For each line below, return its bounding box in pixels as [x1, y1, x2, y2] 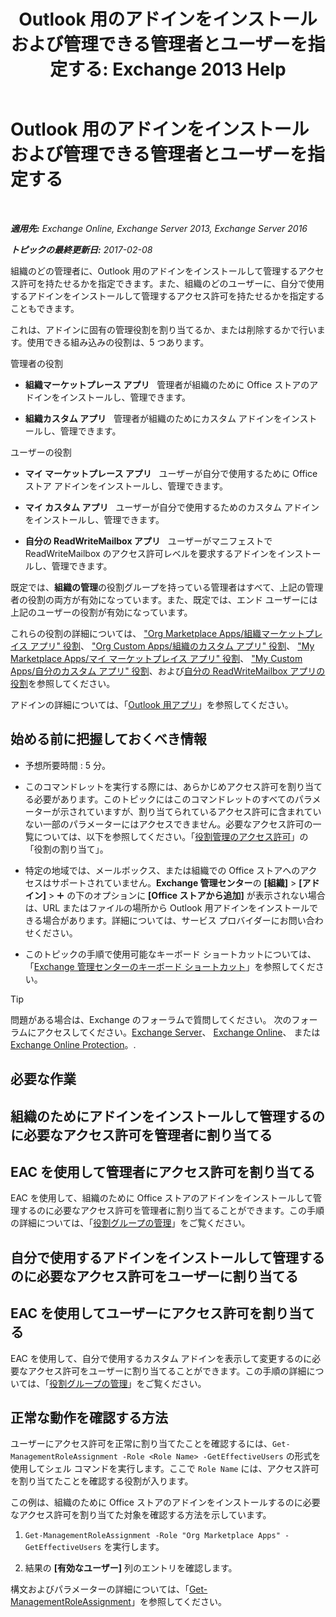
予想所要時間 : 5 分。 [24, 759, 111, 771]
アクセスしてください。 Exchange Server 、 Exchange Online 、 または [36, 1026, 321, 1038]
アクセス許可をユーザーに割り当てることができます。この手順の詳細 [27, 1365, 307, 1377]
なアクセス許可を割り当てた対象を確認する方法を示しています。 [10, 1509, 272, 1521]
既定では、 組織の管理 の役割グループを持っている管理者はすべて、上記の [10, 581, 307, 593]
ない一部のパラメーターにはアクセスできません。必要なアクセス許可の [24, 818, 313, 830]
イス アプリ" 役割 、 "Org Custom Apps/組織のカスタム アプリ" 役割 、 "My [10, 640, 315, 652]
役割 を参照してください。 [10, 677, 116, 689]
